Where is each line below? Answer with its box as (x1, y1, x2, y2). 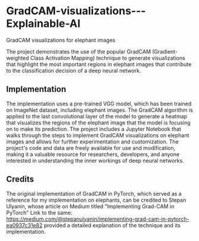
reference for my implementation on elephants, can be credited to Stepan (6, 196, 186, 204)
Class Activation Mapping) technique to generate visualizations (30, 54, 186, 61)
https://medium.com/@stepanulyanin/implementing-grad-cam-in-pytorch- (6, 215, 189, 223)
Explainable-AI (6, 17, 80, 30)
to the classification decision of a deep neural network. (6, 67, 141, 74)
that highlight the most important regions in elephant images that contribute (6, 61, 192, 68)
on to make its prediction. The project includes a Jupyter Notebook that (6, 125, 182, 132)
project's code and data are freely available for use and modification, (6, 144, 176, 151)
